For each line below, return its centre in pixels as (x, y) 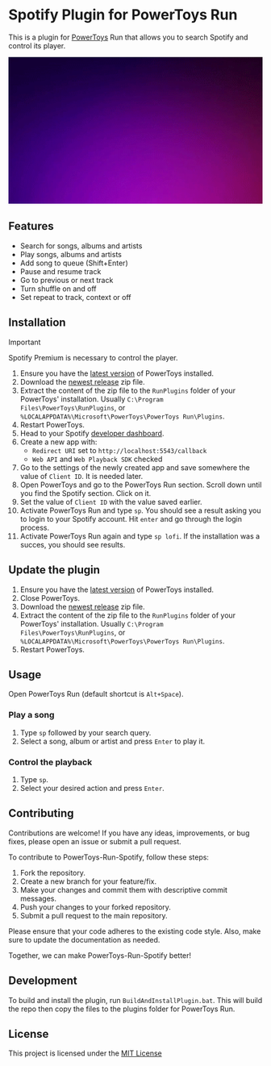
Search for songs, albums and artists (81, 246)
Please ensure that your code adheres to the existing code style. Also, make (135, 931)
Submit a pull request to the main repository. (94, 915)
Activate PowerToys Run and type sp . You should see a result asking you (140, 510)
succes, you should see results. (73, 544)
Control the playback (50, 762)
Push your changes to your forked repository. (96, 907)
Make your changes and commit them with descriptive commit (124, 889)
